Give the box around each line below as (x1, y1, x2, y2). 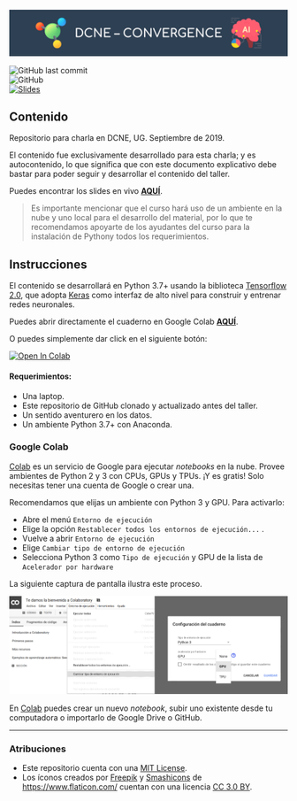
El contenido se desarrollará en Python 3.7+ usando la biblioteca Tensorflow (9, 281, 287, 291)
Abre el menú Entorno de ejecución (21, 514, 153, 525)
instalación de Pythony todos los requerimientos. (30, 231, 209, 242)
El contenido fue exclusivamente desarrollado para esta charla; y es (9, 150, 256, 160)
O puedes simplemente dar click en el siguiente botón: (9, 334, 208, 344)
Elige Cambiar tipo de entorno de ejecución (21, 542, 186, 553)
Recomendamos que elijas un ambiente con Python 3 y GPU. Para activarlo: (9, 497, 285, 507)
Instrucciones (9, 257, 88, 272)
